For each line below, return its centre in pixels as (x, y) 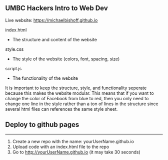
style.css (14, 49)
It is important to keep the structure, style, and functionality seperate (76, 88)
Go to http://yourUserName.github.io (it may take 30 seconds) (76, 152)
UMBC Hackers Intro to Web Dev (57, 8)
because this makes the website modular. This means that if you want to (79, 93)
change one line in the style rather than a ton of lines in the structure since (82, 104)
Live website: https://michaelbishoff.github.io (51, 20)
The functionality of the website (45, 78)
